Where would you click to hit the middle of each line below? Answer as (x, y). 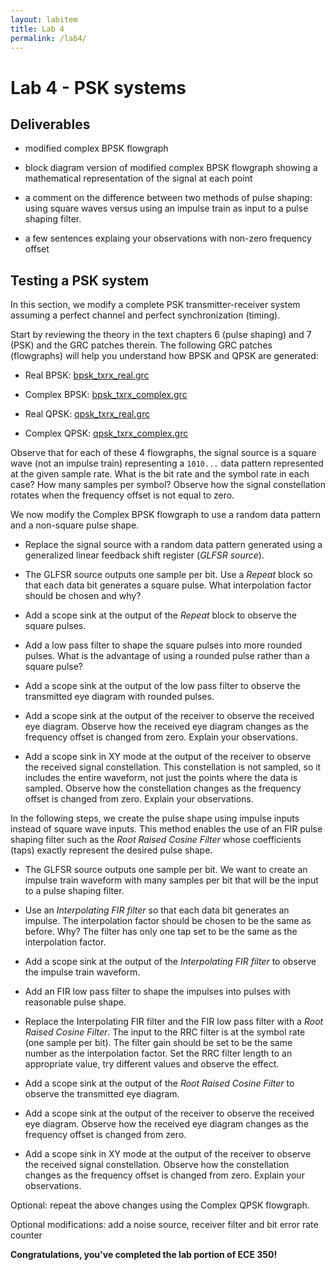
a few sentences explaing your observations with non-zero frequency (168, 238)
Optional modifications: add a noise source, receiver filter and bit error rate (164, 1225)
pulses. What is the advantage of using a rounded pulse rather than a (167, 656)
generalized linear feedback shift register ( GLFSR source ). (144, 555)
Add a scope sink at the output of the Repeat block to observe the (161, 615)
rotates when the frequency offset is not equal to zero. (122, 495)
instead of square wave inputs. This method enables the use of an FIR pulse (166, 829)
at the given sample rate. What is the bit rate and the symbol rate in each (160, 474)
